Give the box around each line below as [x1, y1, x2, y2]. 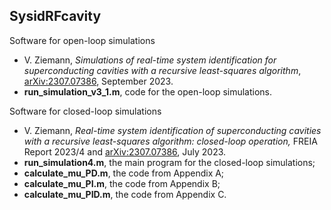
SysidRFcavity [9, 8, 102, 25]
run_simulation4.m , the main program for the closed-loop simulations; [23, 156, 316, 168]
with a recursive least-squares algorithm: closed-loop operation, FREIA [23, 135, 318, 147]
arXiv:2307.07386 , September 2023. [23, 75, 174, 87]
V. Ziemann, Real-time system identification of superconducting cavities [23, 124, 322, 136]
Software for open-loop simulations [9, 34, 156, 46]
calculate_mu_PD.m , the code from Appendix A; [23, 167, 225, 179]
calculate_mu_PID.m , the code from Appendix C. [23, 188, 227, 200]
